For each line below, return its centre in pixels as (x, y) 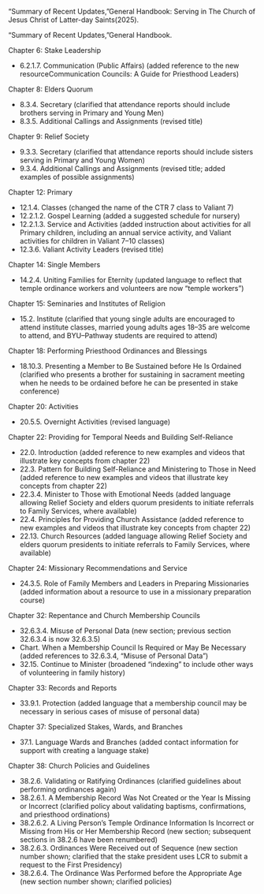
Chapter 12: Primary (41, 192)
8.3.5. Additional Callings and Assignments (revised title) (111, 121)
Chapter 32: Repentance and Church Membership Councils (104, 615)
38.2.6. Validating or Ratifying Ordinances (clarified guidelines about (130, 781)
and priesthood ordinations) (65, 814)
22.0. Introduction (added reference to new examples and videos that (132, 452)
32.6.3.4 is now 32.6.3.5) (60, 639)
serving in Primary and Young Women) (82, 160)
